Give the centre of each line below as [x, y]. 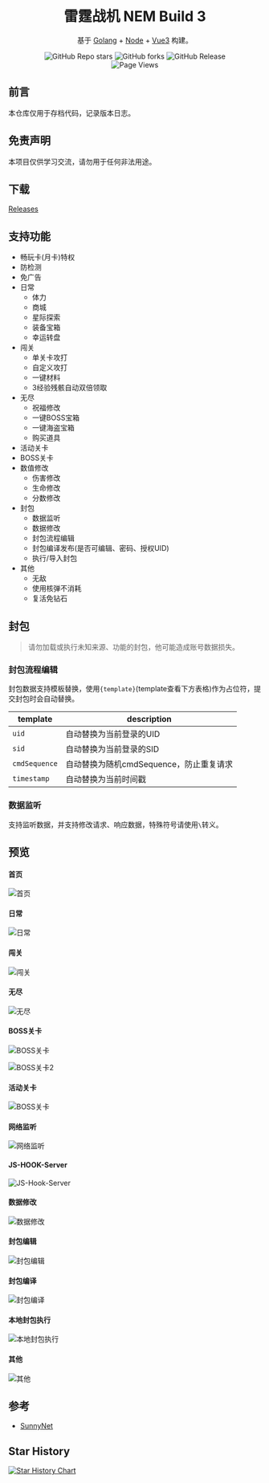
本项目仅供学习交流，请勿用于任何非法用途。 [82, 161]
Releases [23, 209]
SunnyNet [37, 1426]
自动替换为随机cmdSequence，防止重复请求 [149, 764]
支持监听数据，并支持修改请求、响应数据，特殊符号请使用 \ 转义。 [116, 825]
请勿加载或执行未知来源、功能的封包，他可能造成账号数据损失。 [133, 647]
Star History [39, 1451]
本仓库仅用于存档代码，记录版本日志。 [71, 112]
